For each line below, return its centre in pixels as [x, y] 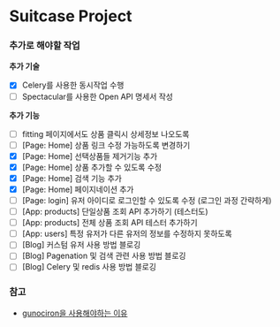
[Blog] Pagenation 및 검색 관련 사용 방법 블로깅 [104, 256]
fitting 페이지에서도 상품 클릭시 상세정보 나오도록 [106, 133]
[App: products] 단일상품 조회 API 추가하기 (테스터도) [115, 212]
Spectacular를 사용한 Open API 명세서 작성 [98, 96]
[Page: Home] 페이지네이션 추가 [78, 189]
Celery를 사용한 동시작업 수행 [73, 85]
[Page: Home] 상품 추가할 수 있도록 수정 [91, 167]
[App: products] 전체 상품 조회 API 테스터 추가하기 [110, 223]
